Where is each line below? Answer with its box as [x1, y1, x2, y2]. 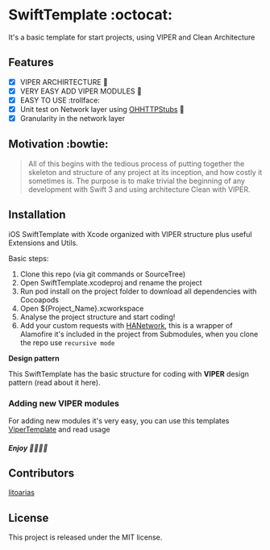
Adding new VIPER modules [8, 398, 119, 409]
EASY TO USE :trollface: [19, 95, 101, 105]
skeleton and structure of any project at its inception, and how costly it [27, 167, 263, 177]
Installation [8, 208, 66, 222]
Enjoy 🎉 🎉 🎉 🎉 [8, 443, 48, 452]
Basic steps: [8, 253, 49, 263]
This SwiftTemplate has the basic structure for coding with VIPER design [8, 369, 250, 378]
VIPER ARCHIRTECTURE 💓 [19, 77, 109, 86]
